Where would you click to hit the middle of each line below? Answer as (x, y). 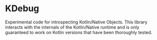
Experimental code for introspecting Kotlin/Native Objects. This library (76, 22)
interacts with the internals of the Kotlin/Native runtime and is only (72, 27)
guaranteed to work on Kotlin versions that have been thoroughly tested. (79, 32)
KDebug (22, 9)
